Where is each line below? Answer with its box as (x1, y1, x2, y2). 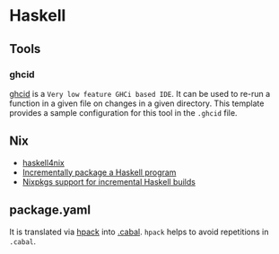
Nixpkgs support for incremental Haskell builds (22, 176, 196, 187)
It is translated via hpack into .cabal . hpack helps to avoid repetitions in (9, 226, 269, 237)
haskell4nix (22, 157, 65, 168)
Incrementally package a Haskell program (22, 167, 177, 178)
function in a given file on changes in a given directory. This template (9, 98, 265, 109)
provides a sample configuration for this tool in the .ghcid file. (9, 107, 238, 118)
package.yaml (9, 203, 92, 218)
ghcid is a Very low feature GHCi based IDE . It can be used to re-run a (9, 88, 271, 99)
